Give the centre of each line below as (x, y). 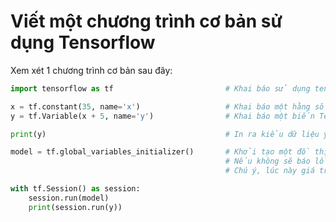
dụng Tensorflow (83, 42)
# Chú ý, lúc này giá (269, 171)
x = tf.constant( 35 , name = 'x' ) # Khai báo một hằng (160, 106)
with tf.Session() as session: (75, 189)
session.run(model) (69, 198)
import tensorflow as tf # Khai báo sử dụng (160, 88)
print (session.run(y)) (75, 207)
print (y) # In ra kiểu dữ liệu (165, 134)
